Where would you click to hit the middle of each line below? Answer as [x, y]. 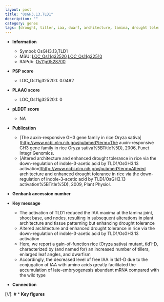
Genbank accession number [41, 194]
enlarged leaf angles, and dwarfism [55, 255]
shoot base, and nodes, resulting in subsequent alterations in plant [86, 218]
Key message [26, 203]
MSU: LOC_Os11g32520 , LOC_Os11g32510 [61, 56]
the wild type [32, 275]
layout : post [18, 10]
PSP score [23, 71]
